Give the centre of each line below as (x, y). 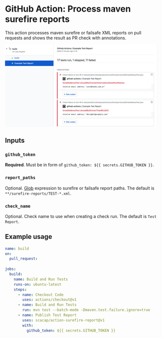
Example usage (29, 237)
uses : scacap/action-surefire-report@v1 (64, 320)
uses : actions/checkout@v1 (50, 300)
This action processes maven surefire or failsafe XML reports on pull (73, 33)
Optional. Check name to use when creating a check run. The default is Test (81, 216)
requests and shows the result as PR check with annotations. (66, 38)
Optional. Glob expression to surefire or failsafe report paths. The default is (80, 188)
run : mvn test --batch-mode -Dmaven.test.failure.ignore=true (86, 310)
